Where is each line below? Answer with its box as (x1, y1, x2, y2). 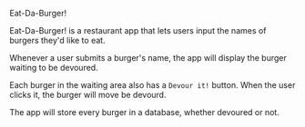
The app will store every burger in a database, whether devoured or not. (9, 107, 280, 117)
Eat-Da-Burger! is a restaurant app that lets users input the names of (9, 25, 267, 35)
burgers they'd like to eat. (9, 35, 107, 45)
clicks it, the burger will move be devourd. (9, 90, 167, 100)
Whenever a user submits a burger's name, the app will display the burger (9, 53, 287, 63)
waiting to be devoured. (9, 63, 98, 73)
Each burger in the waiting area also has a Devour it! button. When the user (9, 80, 296, 90)
